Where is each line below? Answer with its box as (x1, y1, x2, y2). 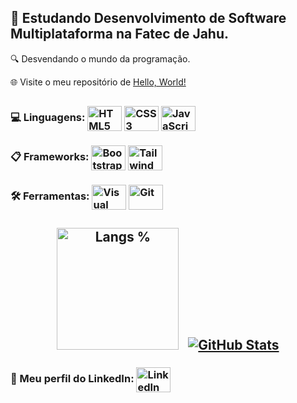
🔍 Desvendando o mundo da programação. (10, 52, 191, 65)
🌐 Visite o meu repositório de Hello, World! (10, 76, 187, 88)
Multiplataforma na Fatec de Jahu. (10, 26, 230, 43)
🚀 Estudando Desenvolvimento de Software (10, 10, 287, 27)
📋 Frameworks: (10, 150, 90, 164)
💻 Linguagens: (10, 111, 86, 125)
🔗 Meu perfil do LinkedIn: (10, 372, 135, 386)
